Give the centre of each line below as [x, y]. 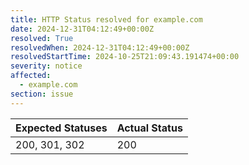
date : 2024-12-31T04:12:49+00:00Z [82, 29]
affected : [31, 76]
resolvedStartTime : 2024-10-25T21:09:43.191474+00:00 [125, 57]
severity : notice [46, 66]
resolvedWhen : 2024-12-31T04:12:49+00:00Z [100, 47]
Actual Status [149, 128]
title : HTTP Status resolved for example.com [106, 19]
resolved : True [42, 38]
